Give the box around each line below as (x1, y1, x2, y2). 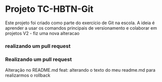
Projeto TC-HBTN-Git (5, 3, 94, 15)
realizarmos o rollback (5, 73, 50, 79)
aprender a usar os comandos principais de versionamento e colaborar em (5, 25, 157, 31)
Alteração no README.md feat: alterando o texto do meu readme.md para (5, 67, 156, 73)
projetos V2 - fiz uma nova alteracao (5, 30, 80, 36)
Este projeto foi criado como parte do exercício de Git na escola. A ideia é (5, 20, 155, 26)
